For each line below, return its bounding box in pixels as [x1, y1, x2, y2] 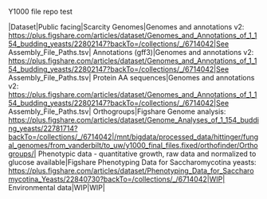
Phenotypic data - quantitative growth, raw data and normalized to [37, 149, 257, 158]
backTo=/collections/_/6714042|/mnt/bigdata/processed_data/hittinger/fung [8, 132, 259, 142]
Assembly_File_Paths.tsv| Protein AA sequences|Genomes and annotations [8, 73, 255, 82]
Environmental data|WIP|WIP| [8, 183, 105, 192]
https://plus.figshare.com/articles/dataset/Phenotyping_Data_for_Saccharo [8, 166, 254, 175]
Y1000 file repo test [8, 7, 73, 16]
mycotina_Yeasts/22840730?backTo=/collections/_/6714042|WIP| [8, 174, 226, 184]
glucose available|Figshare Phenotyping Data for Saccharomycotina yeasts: [8, 158, 257, 166]
